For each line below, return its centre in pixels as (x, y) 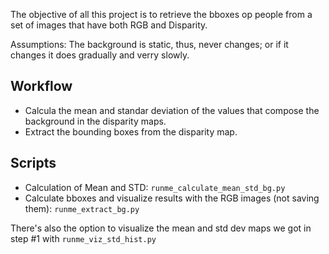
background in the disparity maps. (95, 121)
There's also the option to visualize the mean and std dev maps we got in (161, 228)
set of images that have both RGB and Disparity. (109, 25)
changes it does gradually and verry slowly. (100, 55)
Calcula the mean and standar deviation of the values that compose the (172, 110)
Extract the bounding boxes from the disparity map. (131, 131)
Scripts (33, 163)
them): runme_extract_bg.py (82, 208)
